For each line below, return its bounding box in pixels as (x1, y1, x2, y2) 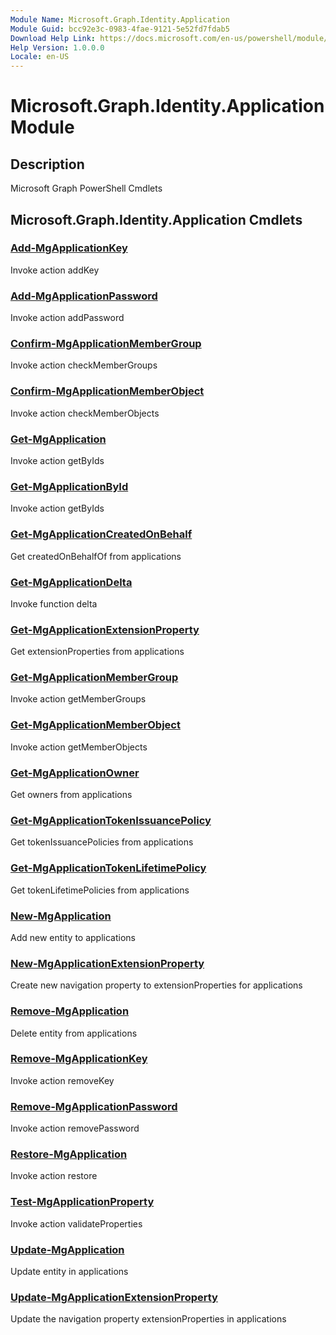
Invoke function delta (10, 597, 98, 610)
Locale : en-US (10, 52, 70, 62)
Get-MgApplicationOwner (10, 766, 140, 780)
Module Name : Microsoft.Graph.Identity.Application (10, 14, 230, 25)
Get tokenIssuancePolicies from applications (10, 836, 194, 848)
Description (10, 156, 85, 173)
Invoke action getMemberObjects (10, 741, 148, 753)
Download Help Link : (10, 33, 97, 43)
